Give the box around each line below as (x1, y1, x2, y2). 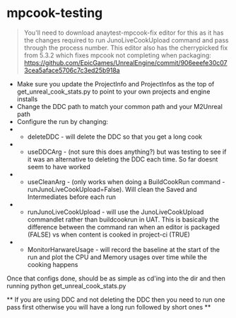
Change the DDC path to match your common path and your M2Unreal (16, 102, 223, 110)
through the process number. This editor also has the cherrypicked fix (23, 43, 228, 52)
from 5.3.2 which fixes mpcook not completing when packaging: (23, 51, 211, 59)
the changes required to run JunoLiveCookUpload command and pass (23, 35, 229, 44)
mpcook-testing (6, 5, 103, 21)
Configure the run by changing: (16, 117, 109, 125)
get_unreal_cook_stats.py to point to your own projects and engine (16, 87, 211, 96)
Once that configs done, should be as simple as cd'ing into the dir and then (6, 274, 225, 283)
